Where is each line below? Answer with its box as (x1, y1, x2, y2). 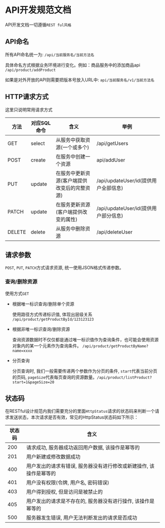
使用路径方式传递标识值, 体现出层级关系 (12, 311, 92, 317)
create (30, 156, 46, 163)
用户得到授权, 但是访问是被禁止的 (26, 489, 103, 495)
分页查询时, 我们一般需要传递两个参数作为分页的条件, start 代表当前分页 (12, 368, 158, 374)
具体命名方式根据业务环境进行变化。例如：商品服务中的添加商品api (5, 62, 140, 68)
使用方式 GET (5, 290, 29, 296)
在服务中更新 (55, 169, 85, 176)
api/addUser (96, 156, 125, 163)
